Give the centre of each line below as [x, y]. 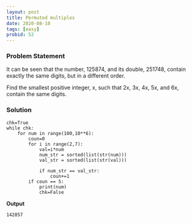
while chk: [20, 128]
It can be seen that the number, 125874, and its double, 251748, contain [96, 69]
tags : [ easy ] [23, 29]
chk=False [51, 192]
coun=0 [37, 139]
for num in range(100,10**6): [56, 133]
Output [16, 203]
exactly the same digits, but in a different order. [66, 76]
